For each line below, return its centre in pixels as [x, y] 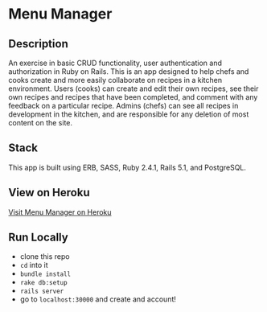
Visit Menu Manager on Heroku [60, 212]
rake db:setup [43, 283]
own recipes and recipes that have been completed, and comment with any [133, 97]
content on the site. [41, 123]
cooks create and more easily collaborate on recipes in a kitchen [115, 80]
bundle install [45, 274]
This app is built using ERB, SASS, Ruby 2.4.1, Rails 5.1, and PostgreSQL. [127, 167]
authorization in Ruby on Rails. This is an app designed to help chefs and [129, 72]
